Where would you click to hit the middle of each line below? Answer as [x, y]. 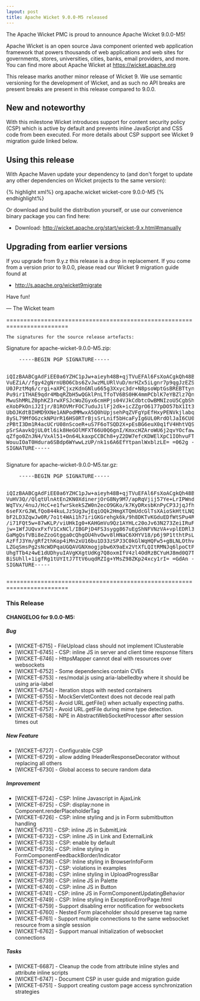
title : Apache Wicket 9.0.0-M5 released [57, 17]
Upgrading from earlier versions [67, 247]
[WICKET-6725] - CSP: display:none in [62, 805]
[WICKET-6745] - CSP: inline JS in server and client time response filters [104, 652]
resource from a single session [53, 925]
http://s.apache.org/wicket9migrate [58, 285]
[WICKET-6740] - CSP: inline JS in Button [66, 887]
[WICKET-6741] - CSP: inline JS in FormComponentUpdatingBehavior [100, 893]
